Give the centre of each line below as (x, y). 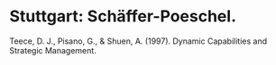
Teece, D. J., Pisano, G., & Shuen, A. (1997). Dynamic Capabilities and (138, 41)
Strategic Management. (53, 50)
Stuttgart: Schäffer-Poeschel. (123, 16)
